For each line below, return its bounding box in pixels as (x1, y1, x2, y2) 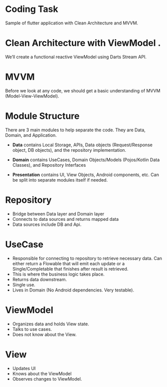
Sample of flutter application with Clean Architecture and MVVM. (5, 20, 139, 26)
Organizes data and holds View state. (12, 321, 90, 327)
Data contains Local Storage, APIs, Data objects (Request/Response (12, 142, 153, 148)
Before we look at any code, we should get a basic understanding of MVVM (5, 88, 161, 94)
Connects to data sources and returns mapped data (12, 216, 119, 222)
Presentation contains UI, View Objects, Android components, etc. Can (12, 172, 160, 178)
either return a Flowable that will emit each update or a (12, 260, 125, 267)
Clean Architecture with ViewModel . (5, 37, 161, 49)
